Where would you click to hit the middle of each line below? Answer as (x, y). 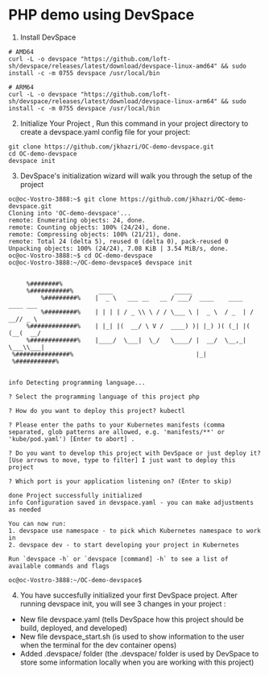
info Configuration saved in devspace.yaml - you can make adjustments (131, 502)
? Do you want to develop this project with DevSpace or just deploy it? (135, 453)
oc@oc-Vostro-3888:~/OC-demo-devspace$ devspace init (101, 262)
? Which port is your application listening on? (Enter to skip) (120, 481)
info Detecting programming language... (77, 382)
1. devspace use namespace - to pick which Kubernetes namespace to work (135, 531)
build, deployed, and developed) (74, 627)
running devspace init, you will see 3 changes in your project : (123, 603)
